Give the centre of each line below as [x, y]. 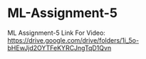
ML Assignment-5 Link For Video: [56, 33]
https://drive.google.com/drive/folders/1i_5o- [73, 40]
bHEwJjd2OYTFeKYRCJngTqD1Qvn [59, 48]
